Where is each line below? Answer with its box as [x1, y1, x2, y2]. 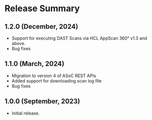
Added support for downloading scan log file [11, 78, 102, 83]
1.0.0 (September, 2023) [4, 97, 80, 105]
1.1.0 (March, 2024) [4, 60, 64, 68]
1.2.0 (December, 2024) [4, 22, 78, 31]
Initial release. [11, 110, 40, 116]
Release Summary [4, 3, 80, 14]
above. [11, 40, 26, 46]
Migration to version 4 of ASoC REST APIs [11, 73, 96, 79]
